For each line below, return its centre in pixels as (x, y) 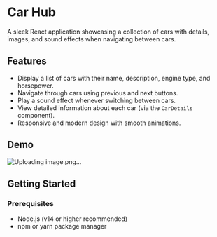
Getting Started (42, 183)
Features (27, 61)
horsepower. (35, 86)
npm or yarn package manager (62, 226)
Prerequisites (30, 203)
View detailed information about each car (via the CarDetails (105, 108)
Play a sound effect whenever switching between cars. (97, 100)
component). (36, 115)
